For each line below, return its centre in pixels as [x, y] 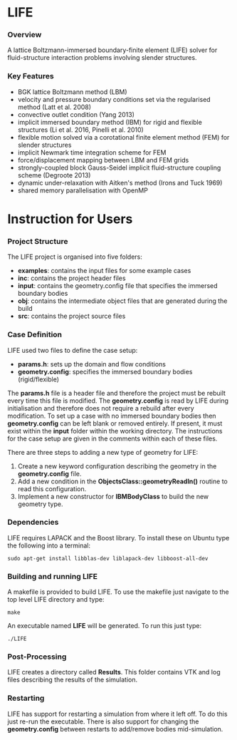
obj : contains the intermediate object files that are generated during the [122, 301]
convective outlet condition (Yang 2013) [76, 114]
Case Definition [35, 334]
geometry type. [40, 504]
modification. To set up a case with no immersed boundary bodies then [112, 416]
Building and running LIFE [53, 576]
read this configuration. [52, 488]
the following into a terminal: [49, 545]
